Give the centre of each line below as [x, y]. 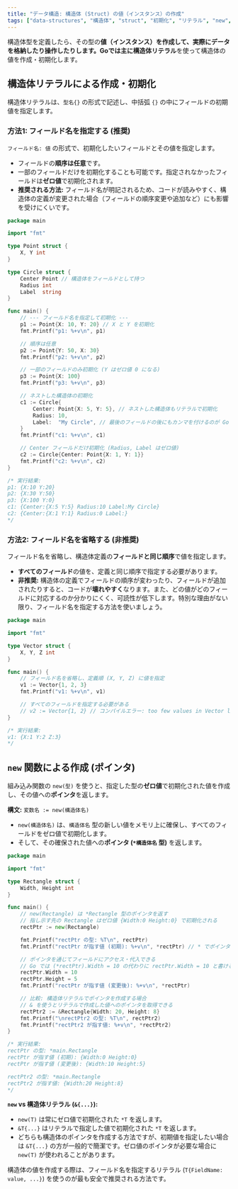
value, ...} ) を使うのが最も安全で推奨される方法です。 [89, 1179]
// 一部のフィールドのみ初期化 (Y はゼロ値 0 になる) [90, 370]
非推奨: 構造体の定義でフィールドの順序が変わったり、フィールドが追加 [122, 580]
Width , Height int [47, 888]
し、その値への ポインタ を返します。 [60, 795]
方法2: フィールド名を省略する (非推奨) [73, 539]
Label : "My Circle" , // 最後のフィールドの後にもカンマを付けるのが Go [131, 422]
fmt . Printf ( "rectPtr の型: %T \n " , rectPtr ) [84, 940]
